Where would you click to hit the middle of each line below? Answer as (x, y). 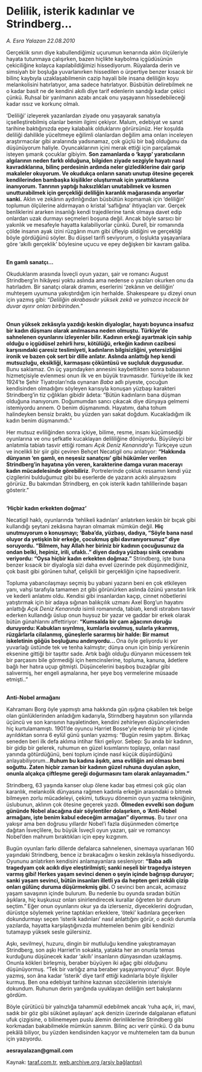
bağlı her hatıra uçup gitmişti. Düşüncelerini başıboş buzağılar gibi (88, 666)
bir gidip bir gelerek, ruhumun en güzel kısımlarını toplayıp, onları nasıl (93, 747)
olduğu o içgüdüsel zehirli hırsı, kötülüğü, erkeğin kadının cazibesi (91, 343)
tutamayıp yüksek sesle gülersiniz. (49, 932)
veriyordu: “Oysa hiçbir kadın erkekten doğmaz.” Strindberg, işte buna (96, 558)
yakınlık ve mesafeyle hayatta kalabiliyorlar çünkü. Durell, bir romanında (95, 224)
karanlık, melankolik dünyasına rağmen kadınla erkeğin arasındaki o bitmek (99, 791)
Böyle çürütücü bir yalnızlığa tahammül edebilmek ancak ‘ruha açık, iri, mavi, (101, 1006)
